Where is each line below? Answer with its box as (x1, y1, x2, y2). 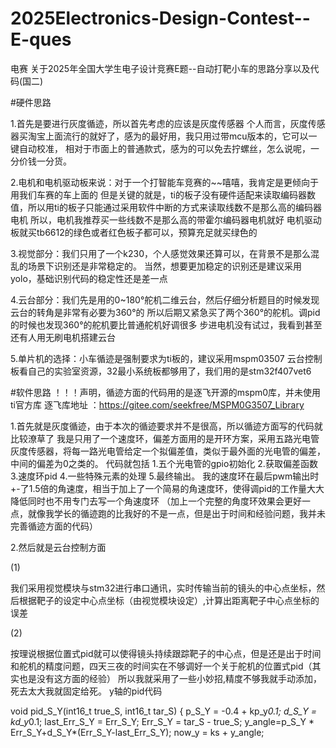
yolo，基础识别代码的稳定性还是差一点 (10, 272, 168, 284)
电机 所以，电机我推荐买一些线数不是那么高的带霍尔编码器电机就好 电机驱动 (10, 213, 322, 226)
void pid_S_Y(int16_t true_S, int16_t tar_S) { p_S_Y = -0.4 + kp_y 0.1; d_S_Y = (10, 705, 317, 717)
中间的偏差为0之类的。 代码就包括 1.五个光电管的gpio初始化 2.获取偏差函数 (10, 457, 318, 469)
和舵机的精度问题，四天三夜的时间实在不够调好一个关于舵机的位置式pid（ (10, 660, 313, 672)
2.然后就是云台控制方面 (10, 541, 107, 553)
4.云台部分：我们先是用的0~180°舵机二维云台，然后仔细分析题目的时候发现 (10, 293, 320, 306)
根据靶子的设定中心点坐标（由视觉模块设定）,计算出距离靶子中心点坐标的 (18, 594, 320, 606)
